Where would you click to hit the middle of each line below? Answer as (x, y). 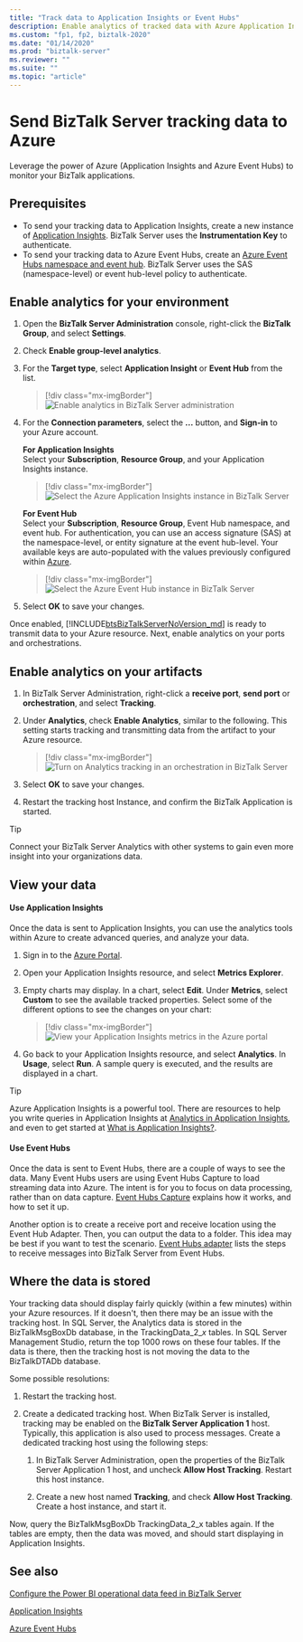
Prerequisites (48, 204)
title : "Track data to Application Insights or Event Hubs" (125, 18)
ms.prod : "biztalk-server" (60, 52)
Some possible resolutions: (60, 1378)
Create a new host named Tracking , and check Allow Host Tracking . (164, 1496)
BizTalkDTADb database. (55, 1361)
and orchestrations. (46, 643)
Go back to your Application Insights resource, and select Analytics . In (154, 1054)
